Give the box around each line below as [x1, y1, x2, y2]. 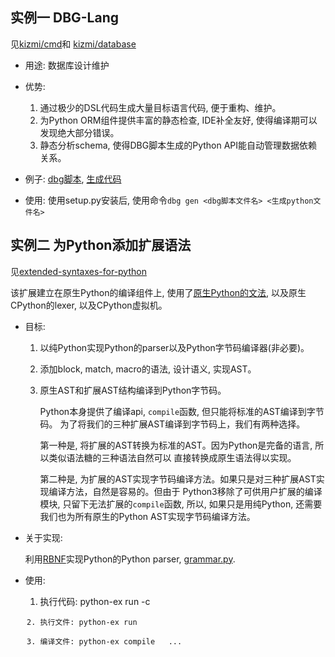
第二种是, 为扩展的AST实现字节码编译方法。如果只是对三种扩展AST [39, 473, 317, 485]
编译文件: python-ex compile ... [39, 636, 183, 647]
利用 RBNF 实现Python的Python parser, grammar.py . [24, 553, 236, 565]
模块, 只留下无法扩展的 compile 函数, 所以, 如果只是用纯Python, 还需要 [39, 498, 323, 510]
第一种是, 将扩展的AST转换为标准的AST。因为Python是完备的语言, [39, 439, 313, 451]
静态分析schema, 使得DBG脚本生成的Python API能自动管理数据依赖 [39, 139, 318, 151]
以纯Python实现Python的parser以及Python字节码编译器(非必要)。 [39, 341, 310, 353]
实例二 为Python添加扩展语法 [10, 237, 192, 254]
